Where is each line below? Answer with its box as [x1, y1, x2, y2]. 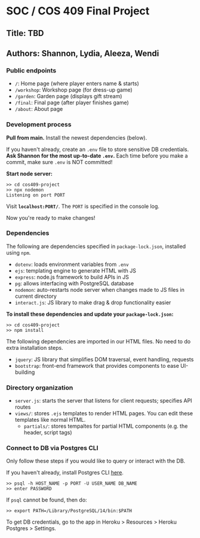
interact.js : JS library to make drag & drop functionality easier [14, 298, 171, 306]
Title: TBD [6, 28, 44, 38]
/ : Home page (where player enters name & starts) [14, 80, 139, 87]
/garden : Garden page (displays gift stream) [14, 93, 122, 100]
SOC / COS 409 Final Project [6, 4, 150, 18]
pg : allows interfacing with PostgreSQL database [14, 280, 134, 287]
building [14, 368, 35, 376]
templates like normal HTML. [14, 416, 86, 424]
